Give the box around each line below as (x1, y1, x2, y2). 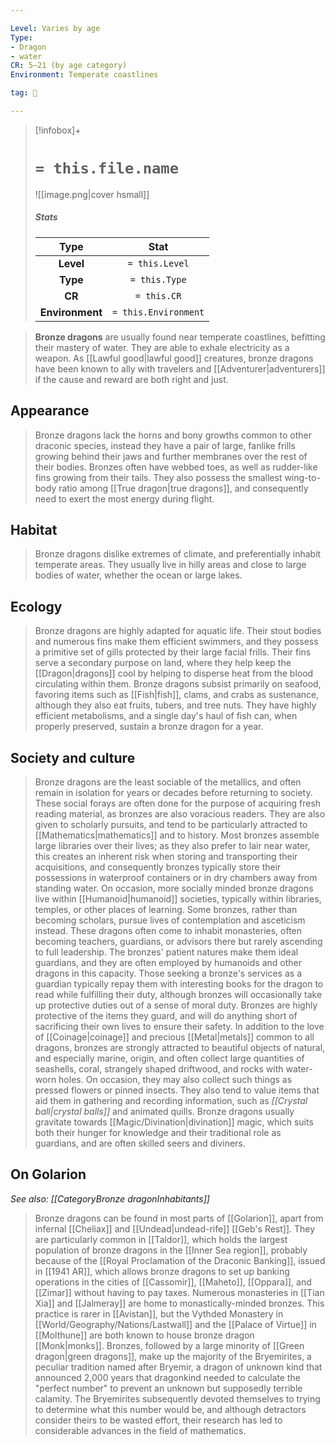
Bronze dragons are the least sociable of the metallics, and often (34, 776, 302, 788)
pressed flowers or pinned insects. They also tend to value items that (34, 1084, 320, 1096)
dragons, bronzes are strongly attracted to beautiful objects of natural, (34, 1042, 326, 1054)
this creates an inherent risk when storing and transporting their (34, 851, 298, 863)
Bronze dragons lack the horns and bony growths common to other (34, 429, 313, 441)
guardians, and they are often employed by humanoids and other (34, 957, 302, 969)
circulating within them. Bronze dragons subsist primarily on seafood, (34, 678, 322, 690)
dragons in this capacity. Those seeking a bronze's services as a (34, 967, 302, 980)
